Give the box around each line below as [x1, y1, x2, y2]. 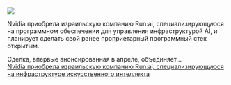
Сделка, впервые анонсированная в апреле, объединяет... [7, 55, 182, 63]
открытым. [7, 41, 40, 50]
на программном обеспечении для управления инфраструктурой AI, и [7, 27, 218, 35]
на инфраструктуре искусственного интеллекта [7, 70, 150, 78]
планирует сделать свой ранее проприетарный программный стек [7, 35, 207, 42]
